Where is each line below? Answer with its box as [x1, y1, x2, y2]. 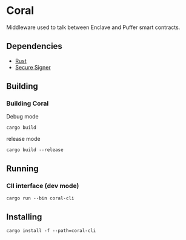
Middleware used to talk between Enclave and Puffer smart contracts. [6, 24, 181, 31]
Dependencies [6, 41, 62, 51]
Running [6, 163, 39, 174]
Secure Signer [15, 63, 51, 71]
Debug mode [6, 113, 39, 120]
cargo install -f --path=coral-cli [6, 227, 96, 233]
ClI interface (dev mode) [6, 181, 79, 190]
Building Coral [6, 99, 49, 108]
